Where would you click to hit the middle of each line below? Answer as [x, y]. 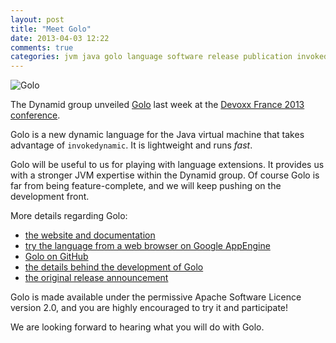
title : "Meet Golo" [51, 29]
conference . [35, 115]
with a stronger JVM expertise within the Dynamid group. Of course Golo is [165, 175]
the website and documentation [90, 235]
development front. [50, 197]
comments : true [42, 47]
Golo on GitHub [56, 257]
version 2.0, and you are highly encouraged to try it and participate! [149, 308]
